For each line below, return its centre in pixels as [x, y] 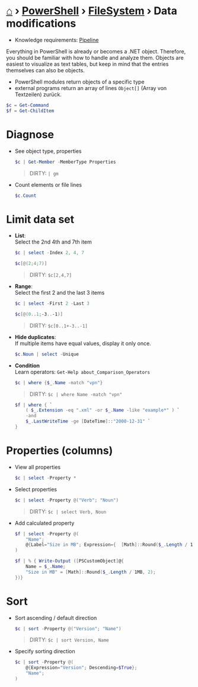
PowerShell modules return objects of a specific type [79, 82]
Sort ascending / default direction [56, 618]
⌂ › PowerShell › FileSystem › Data [92, 11]
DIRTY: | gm [44, 173]
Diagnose [30, 134]
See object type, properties [48, 151]
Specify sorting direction [45, 651]
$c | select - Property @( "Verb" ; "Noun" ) [67, 500]
